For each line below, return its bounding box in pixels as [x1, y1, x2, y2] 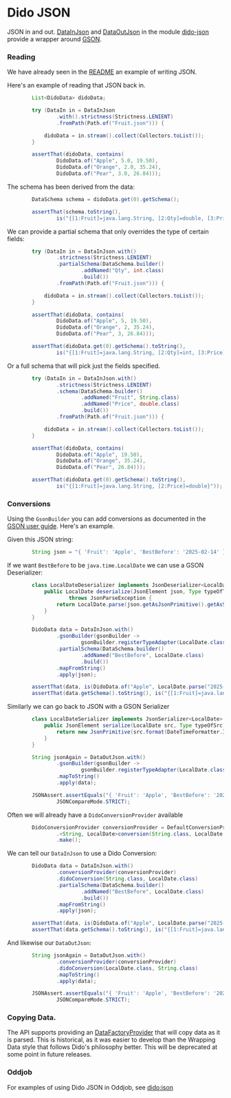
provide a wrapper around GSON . [7, 34, 102, 43]
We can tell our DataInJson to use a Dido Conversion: [7, 849, 157, 858]
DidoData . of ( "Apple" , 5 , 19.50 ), [56, 318, 153, 324]
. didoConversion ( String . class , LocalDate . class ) [56, 876, 198, 882]
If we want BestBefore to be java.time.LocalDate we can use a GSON [7, 561, 204, 570]
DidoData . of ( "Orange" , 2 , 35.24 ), [56, 324, 155, 331]
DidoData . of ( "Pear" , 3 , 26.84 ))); [56, 331, 155, 338]
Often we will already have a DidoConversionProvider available [7, 811, 184, 819]
